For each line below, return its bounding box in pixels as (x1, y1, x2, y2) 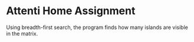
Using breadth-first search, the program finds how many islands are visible (6, 24, 189, 31)
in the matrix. (6, 30, 38, 37)
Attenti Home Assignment (6, 4, 136, 18)
